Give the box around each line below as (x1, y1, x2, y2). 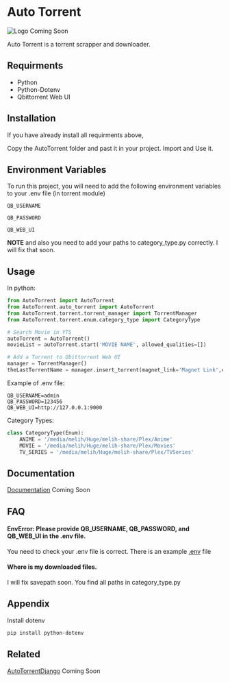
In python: (7, 284, 36, 292)
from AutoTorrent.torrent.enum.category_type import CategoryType (7, 316, 201, 323)
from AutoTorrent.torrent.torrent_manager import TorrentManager (7, 310, 197, 317)
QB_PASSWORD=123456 (7, 398, 63, 405)
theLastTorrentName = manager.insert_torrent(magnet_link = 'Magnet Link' (7, 367, 219, 374)
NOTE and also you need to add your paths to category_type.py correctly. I (7, 239, 218, 247)
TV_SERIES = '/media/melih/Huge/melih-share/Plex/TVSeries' (19, 448, 194, 456)
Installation (7, 112, 56, 124)
